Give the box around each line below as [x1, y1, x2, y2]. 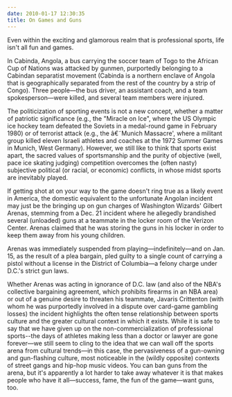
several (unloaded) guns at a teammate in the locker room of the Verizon [7, 216, 215, 224]
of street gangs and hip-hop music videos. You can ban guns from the [7, 361, 208, 369]
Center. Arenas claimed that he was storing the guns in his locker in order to [7, 223, 224, 232]
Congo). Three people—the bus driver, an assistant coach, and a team [7, 86, 208, 94]
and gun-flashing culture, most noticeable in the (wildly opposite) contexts [7, 353, 220, 362]
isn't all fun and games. [7, 43, 74, 51]
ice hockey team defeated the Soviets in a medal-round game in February [7, 121, 217, 130]
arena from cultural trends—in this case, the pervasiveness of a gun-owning [7, 346, 225, 355]
